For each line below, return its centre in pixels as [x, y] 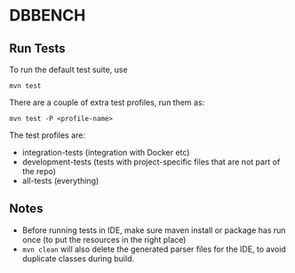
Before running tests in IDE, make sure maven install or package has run [154, 230]
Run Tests [37, 48]
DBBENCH [48, 16]
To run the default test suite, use [68, 69]
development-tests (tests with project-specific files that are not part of [151, 162]
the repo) [39, 171]
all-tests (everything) [60, 181]
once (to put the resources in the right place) [104, 239]
